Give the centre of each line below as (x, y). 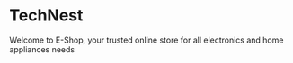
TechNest (46, 16)
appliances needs (42, 49)
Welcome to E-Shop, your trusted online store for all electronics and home (146, 40)
